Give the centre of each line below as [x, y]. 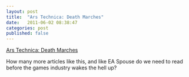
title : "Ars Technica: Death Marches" [55, 17]
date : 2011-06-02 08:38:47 [42, 22]
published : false [27, 34]
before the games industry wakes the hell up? [62, 68]
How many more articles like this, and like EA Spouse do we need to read [95, 62]
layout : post [22, 11]
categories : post [27, 28]
